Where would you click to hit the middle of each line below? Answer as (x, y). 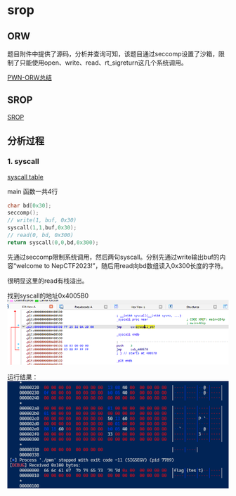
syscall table (25, 177)
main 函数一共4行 (33, 191)
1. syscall (24, 162)
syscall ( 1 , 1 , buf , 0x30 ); (42, 228)
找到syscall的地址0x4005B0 (48, 295)
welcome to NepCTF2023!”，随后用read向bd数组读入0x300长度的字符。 (122, 265)
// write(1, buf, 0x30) (42, 220)
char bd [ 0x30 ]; (29, 205)
